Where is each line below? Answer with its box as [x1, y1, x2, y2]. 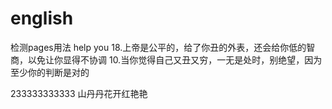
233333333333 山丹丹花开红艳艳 [10, 87, 148, 99]
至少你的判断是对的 [10, 66, 90, 78]
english [10, 7, 74, 30]
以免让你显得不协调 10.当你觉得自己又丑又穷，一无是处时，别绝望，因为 [27, 53, 323, 66]
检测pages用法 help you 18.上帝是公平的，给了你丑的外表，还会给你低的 [10, 41, 307, 53]
